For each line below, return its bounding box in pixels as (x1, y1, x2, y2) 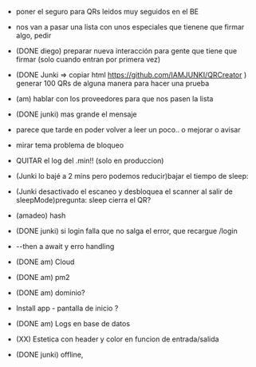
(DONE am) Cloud (15, 257, 75, 266)
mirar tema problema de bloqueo (15, 140, 124, 150)
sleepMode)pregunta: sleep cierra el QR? (15, 195, 152, 204)
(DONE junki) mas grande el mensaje (15, 109, 137, 119)
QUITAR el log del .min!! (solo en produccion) (15, 156, 164, 165)
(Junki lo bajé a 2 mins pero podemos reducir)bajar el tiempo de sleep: (15, 172, 249, 180)
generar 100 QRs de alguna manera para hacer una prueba (15, 79, 210, 88)
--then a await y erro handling (15, 242, 115, 251)
